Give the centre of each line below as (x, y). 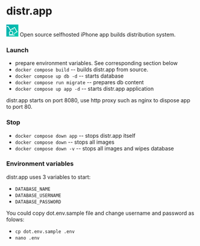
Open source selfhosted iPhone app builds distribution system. (98, 34)
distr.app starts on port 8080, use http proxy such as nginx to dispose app (98, 100)
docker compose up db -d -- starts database (69, 76)
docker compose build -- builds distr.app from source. (82, 70)
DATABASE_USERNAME (38, 195)
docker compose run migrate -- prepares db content (79, 82)
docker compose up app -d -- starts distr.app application (84, 89)
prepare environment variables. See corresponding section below (96, 63)
